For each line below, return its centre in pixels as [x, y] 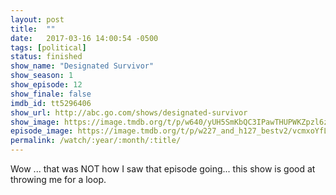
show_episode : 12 [46, 85]
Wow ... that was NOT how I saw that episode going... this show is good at [163, 169]
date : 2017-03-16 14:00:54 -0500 [84, 38]
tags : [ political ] [48, 47]
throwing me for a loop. [58, 179]
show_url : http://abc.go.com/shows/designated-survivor [129, 112]
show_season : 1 [42, 76]
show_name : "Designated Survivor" [82, 66]
